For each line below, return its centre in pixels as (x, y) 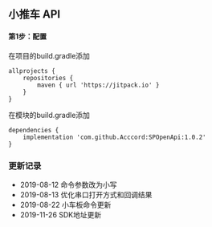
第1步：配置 (28, 36)
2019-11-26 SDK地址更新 (61, 214)
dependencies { (34, 130)
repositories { (48, 78)
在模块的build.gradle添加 (49, 115)
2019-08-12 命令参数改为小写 (69, 184)
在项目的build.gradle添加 (49, 55)
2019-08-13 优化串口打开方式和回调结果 (86, 194)
